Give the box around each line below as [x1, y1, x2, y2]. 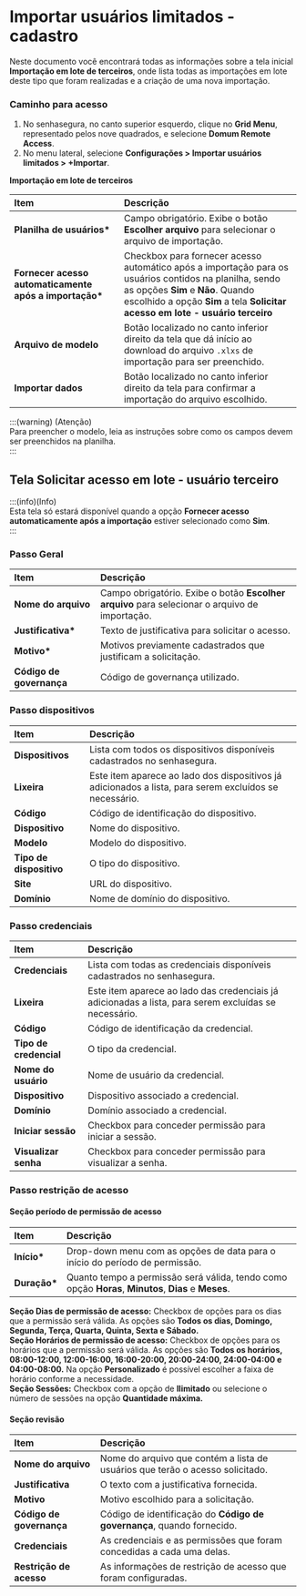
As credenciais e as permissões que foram [99, 1534, 282, 1547]
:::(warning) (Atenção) [9, 416, 93, 427]
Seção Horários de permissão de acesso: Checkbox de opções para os [9, 1335, 280, 1345]
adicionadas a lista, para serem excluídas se [87, 996, 276, 1008]
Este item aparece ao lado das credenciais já [87, 984, 279, 997]
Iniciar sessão [14, 1124, 76, 1137]
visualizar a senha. [87, 1156, 168, 1169]
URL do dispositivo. [89, 877, 173, 890]
